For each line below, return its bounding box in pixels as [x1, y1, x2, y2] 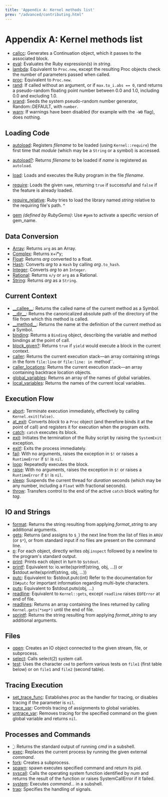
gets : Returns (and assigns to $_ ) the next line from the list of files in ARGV [12, 532, 163, 538]
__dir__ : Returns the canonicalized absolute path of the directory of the [12, 310, 158, 316]
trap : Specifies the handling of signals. [12, 786, 92, 792]
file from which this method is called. [12, 316, 89, 322]
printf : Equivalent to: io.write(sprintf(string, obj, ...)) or [12, 563, 123, 570]
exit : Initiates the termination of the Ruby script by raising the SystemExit [12, 434, 161, 440]
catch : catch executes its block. [12, 429, 78, 435]
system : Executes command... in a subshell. [12, 780, 103, 786]
